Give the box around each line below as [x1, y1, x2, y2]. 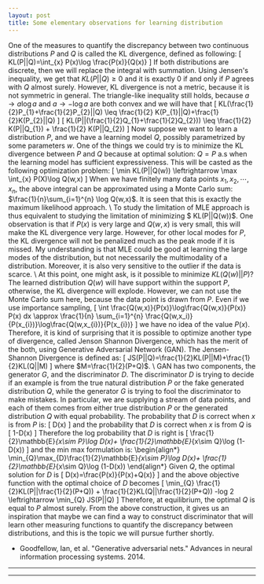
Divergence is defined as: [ [38, 353, 126, 362]
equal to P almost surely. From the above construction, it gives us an [8, 504, 229, 513]
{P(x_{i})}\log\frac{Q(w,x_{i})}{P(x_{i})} [8, 320, 134, 329]
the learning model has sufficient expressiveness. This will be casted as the [8, 157, 253, 167]
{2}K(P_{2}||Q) [8, 116, 56, 125]
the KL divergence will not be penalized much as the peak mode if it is [8, 237, 236, 246]
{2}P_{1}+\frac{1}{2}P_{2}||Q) [8, 107, 104, 116]
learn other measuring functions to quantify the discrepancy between [8, 520, 233, 530]
